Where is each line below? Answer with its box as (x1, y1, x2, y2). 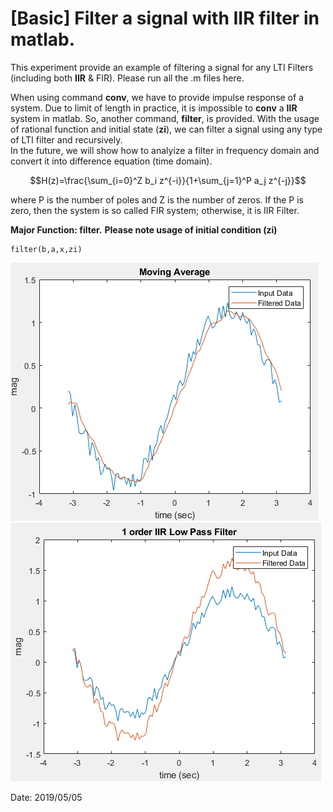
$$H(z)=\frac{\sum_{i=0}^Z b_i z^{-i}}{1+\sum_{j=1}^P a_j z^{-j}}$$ (29, 174, 307, 186)
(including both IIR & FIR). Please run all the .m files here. (10, 72, 245, 84)
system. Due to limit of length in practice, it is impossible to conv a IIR (10, 102, 298, 114)
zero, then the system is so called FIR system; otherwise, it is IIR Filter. (10, 204, 300, 216)
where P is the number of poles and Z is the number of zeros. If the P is (10, 193, 305, 206)
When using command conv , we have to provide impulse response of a (10, 91, 304, 103)
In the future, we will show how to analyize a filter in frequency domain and (10, 144, 320, 156)
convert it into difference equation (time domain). (10, 155, 213, 167)
